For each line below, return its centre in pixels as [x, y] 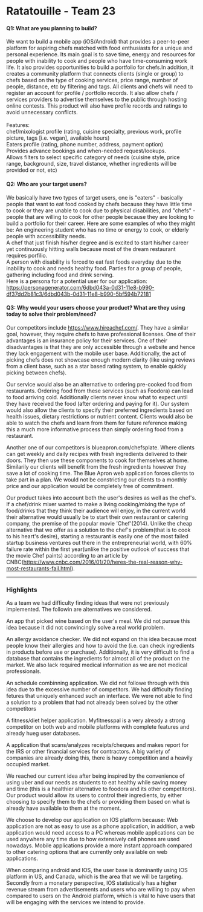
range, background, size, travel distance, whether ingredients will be [92, 164]
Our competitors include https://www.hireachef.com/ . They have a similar [98, 327]
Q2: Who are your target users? [47, 184]
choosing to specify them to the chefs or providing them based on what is [98, 802]
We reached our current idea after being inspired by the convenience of [96, 776]
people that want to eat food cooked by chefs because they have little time [99, 204]
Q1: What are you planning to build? [52, 28]
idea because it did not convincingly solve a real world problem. [86, 628]
